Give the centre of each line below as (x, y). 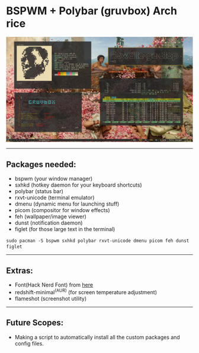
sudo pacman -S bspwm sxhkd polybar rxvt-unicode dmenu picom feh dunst (98, 241)
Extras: (20, 271)
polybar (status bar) (39, 191)
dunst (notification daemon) (49, 223)
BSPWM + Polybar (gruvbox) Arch (92, 11)
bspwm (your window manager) (54, 179)
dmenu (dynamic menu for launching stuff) (67, 204)
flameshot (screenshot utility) (51, 298)
